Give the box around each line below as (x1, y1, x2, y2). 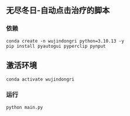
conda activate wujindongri (6, 76, 75, 82)
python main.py (6, 104, 43, 110)
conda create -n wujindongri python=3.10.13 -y (6, 38, 125, 44)
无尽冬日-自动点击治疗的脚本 (6, 5, 110, 16)
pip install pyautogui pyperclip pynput (6, 43, 107, 49)
